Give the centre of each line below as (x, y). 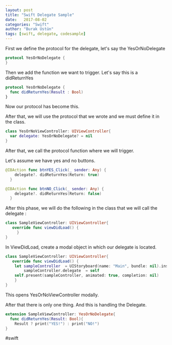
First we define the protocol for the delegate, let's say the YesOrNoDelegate (85, 48)
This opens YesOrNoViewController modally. (52, 295)
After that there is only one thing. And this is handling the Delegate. (76, 305)
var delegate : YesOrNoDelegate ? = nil (51, 136)
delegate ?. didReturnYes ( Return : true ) (57, 175)
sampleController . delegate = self (62, 271)
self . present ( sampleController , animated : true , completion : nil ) (87, 276)
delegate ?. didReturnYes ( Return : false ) (58, 194)
